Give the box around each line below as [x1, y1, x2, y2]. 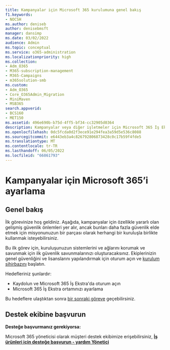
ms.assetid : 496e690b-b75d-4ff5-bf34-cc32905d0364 [5, 120, 114, 125]
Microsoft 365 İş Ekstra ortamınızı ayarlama [12, 286, 104, 292]
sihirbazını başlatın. [5, 261, 46, 267]
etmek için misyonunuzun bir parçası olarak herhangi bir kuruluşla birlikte [5, 229, 158, 235]
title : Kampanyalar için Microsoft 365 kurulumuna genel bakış [5, 7, 142, 13]
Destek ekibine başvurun [5, 310, 86, 319]
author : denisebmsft [5, 26, 49, 31]
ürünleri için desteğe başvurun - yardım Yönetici [5, 339, 109, 345]
